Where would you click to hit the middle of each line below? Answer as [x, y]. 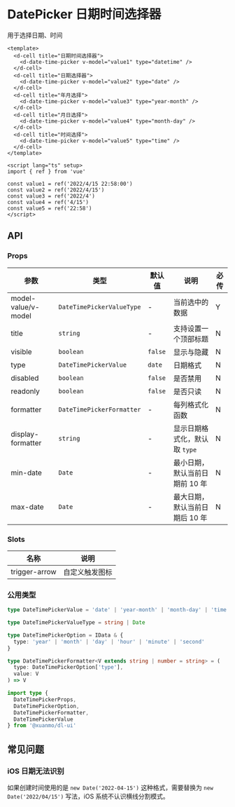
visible [22, 351]
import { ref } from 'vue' [47, 171]
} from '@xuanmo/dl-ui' [42, 726]
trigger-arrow [34, 571]
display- [25, 434]
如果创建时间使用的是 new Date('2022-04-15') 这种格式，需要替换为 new [110, 788]
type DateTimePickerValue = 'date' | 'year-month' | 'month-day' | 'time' [119, 610]
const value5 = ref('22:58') [50, 208]
